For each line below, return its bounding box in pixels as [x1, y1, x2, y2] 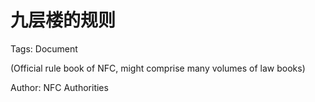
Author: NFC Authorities [10, 81, 109, 93]
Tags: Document [10, 42, 78, 55]
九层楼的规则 [10, 9, 117, 32]
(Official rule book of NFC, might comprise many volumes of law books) [10, 62, 306, 74]
